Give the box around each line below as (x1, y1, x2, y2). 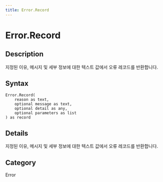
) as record (5, 115, 31, 120)
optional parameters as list (14, 110, 77, 116)
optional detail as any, (14, 106, 68, 111)
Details (5, 129, 28, 138)
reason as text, (14, 97, 50, 102)
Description (5, 50, 44, 59)
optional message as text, (14, 102, 72, 107)
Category (5, 158, 36, 167)
